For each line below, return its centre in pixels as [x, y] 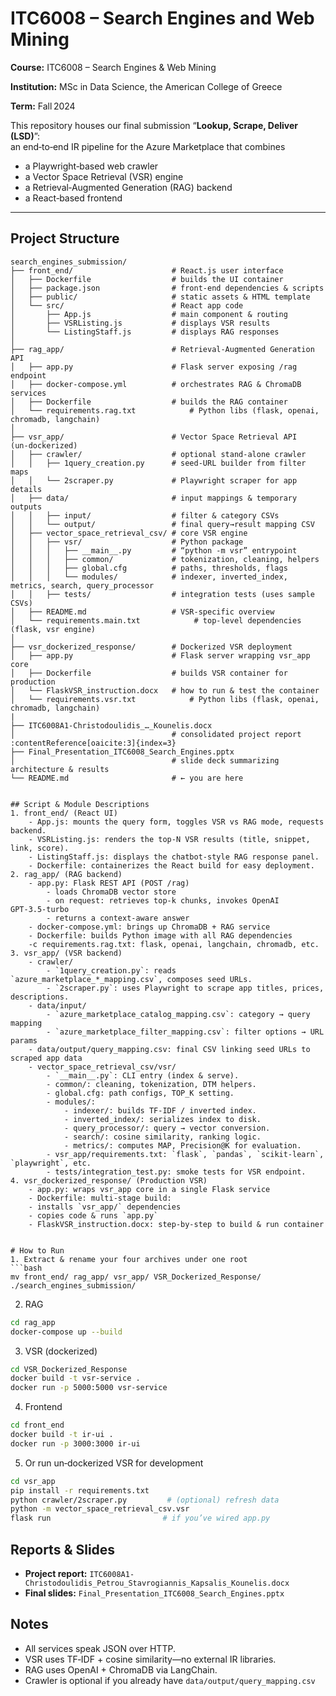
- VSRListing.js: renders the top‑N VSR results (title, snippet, [169, 839]
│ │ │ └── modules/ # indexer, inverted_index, [149, 577]
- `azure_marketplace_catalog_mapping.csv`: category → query [178, 1014]
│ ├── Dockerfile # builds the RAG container [149, 402]
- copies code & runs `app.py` [93, 1215]
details [26, 489]
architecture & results [60, 769]
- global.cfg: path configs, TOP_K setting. [140, 1093]
